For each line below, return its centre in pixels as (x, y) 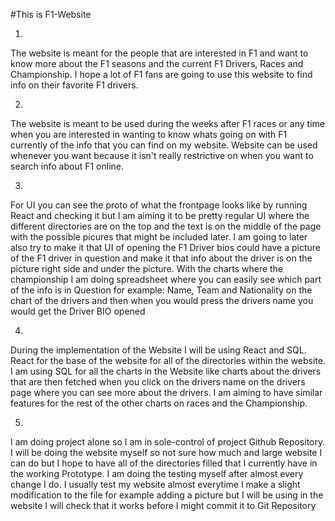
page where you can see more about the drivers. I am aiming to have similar (166, 392)
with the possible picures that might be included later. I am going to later (159, 237)
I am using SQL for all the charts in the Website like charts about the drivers (166, 371)
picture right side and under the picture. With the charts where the (147, 268)
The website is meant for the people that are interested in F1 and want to (159, 53)
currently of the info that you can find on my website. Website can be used (164, 145)
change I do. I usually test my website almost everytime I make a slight (155, 484)
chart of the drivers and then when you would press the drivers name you (162, 300)
